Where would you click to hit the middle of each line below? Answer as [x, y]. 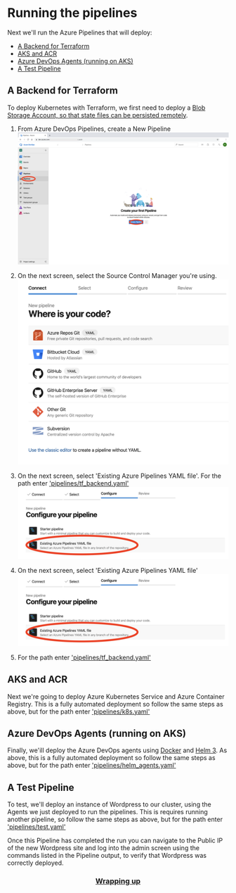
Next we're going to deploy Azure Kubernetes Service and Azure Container [116, 696]
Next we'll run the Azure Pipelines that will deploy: [80, 32]
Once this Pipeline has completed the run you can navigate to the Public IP [115, 841]
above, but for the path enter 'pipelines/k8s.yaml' [79, 711]
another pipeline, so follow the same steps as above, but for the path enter [115, 819]
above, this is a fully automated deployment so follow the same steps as [111, 758]
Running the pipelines [72, 13]
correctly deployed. [36, 863]
